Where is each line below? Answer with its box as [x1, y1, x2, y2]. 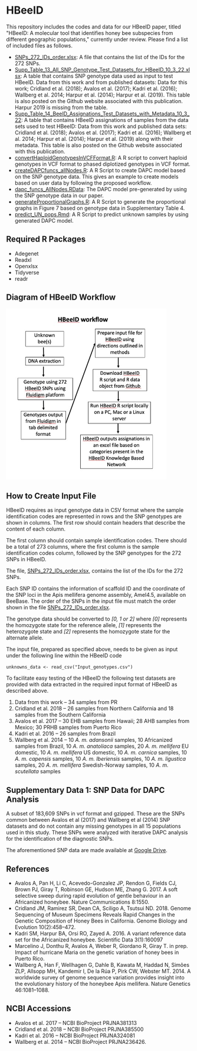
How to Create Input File [6, 491, 97, 501]
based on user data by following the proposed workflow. [14, 179, 152, 187]
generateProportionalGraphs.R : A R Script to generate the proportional [14, 198, 186, 205]
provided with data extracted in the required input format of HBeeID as [6, 681, 178, 688]
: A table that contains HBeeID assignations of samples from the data [21, 116, 189, 123]
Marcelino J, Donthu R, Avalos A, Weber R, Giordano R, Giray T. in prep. [14, 943, 188, 949]
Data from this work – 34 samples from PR [14, 699, 118, 706]
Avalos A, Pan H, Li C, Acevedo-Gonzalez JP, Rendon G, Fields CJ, [14, 880, 177, 886]
